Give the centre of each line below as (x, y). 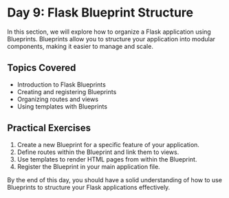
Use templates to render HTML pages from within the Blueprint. (107, 159)
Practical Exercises (49, 128)
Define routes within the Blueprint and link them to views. (98, 152)
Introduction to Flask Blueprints (62, 85)
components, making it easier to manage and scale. (80, 46)
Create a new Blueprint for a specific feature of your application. (108, 144)
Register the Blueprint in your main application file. (88, 166)
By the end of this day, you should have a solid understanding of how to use (115, 179)
